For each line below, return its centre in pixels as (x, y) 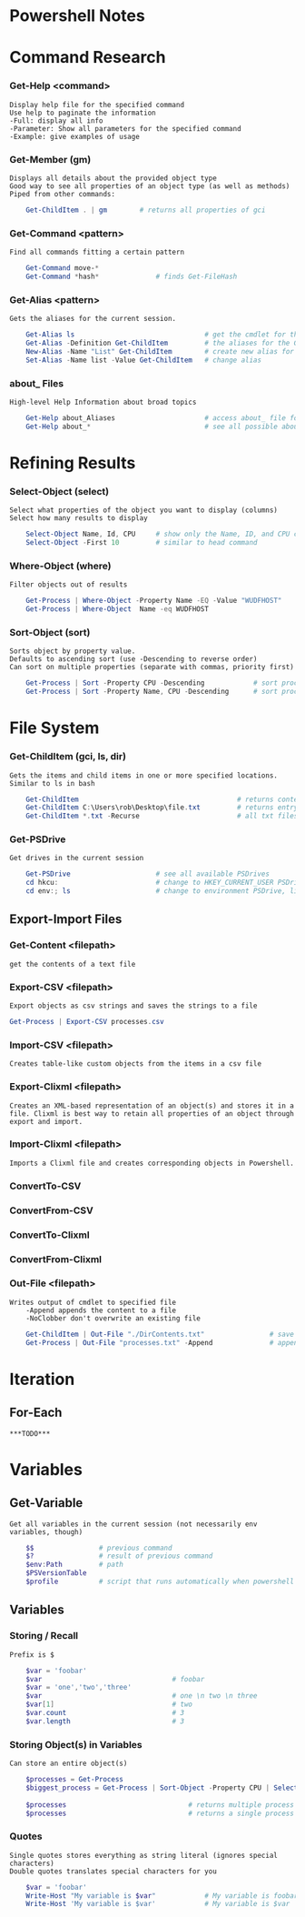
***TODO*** (30, 1433)
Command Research (88, 58)
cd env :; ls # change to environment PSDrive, (156, 891)
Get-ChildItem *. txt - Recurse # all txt (150, 816)
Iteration (42, 1379)
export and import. (46, 1121)
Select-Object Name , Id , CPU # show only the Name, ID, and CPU (158, 534)
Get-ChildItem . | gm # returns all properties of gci (146, 210)
